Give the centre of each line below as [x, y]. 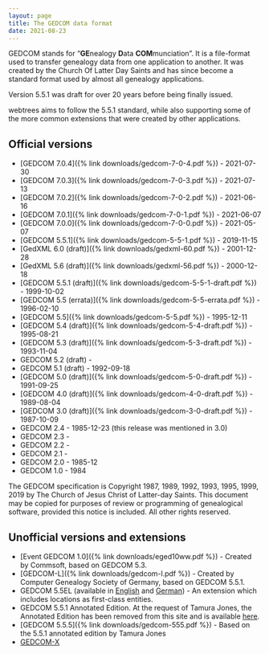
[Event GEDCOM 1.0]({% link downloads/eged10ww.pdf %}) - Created [136, 556]
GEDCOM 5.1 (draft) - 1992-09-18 [75, 368]
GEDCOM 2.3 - [45, 437]
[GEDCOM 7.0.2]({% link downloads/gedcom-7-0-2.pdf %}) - [121, 198]
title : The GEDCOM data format [61, 23]
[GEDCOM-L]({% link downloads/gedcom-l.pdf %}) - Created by [127, 574]
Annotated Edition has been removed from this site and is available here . [140, 616]
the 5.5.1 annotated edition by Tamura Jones [93, 633]
